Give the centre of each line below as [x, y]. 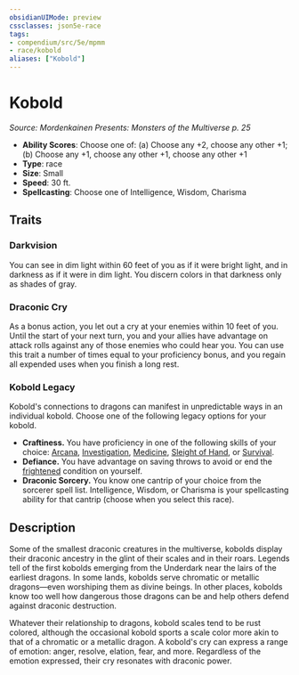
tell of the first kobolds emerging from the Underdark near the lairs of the [143, 568]
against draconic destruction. [63, 606]
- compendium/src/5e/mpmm [57, 42]
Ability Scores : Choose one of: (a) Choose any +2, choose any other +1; [155, 144]
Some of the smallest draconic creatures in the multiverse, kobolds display [146, 549]
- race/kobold [36, 51]
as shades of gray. [43, 284]
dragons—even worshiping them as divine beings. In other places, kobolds [146, 587]
